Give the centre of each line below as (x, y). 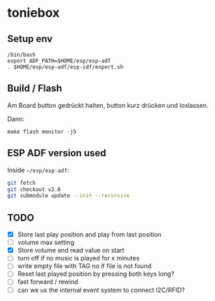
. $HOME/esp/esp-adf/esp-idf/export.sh (65, 67)
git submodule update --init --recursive (69, 196)
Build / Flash (35, 89)
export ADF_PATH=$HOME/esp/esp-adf (59, 61)
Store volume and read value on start (71, 251)
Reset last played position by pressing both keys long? (96, 274)
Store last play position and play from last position (90, 234)
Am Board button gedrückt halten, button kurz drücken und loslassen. (108, 105)
